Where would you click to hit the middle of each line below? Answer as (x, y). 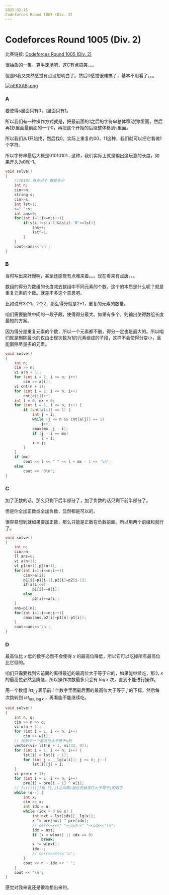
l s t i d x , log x (34, 698)
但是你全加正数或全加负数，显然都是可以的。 (52, 511)
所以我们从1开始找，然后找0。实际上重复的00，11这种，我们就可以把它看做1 (83, 138)
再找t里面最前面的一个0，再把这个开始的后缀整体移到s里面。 (68, 127)
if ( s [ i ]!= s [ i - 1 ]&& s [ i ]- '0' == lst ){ (59, 223)
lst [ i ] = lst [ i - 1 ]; (46, 755)
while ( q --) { (29, 792)
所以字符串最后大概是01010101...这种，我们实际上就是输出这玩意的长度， (80, 155)
